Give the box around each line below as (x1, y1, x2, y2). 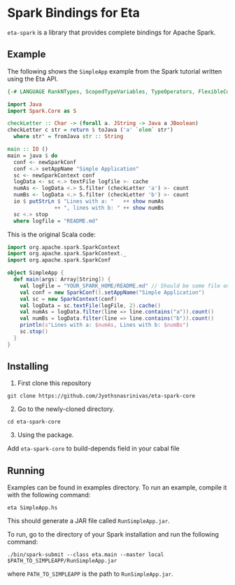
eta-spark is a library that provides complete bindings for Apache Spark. (7, 28, 216, 36)
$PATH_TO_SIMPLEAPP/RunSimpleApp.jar (7, 558, 117, 565)
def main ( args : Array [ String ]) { (13, 276, 111, 283)
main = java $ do (7, 152, 58, 159)
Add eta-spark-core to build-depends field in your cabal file (7, 444, 180, 453)
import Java (7, 100, 42, 108)
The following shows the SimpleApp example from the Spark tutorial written (7, 67, 222, 75)
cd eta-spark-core (7, 419, 61, 426)
